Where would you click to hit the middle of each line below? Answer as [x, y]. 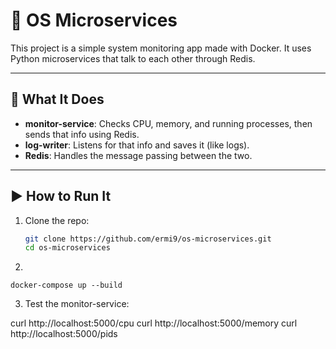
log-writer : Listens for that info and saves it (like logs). [137, 145]
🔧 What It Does [57, 99]
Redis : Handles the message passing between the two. [138, 155]
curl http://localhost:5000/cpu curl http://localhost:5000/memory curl [154, 323]
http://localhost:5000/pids [64, 334]
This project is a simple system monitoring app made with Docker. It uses [161, 48]
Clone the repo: [57, 220]
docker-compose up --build [66, 285]
